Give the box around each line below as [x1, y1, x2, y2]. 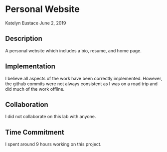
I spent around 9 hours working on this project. [5, 141, 102, 148]
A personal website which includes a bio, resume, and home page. [5, 47, 142, 53]
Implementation [5, 62, 56, 71]
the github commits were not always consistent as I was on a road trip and [5, 81, 158, 87]
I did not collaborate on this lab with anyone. [5, 114, 96, 120]
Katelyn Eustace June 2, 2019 [5, 20, 66, 26]
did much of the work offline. [5, 86, 65, 92]
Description [5, 34, 42, 43]
